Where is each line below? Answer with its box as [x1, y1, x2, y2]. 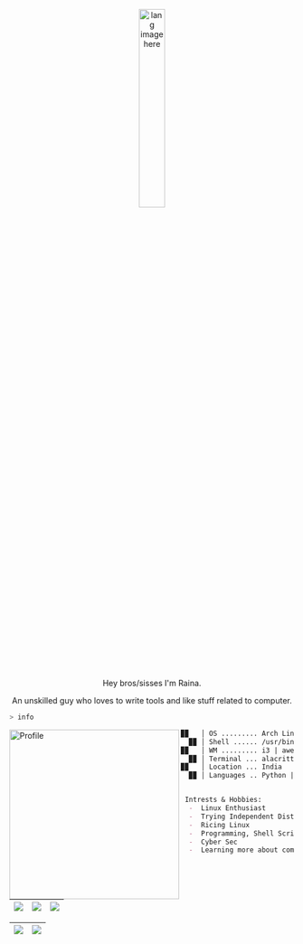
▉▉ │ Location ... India [180, 762, 282, 772]
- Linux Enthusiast [188, 804, 267, 813]
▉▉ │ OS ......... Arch [180, 729, 279, 738]
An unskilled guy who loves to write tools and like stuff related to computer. [12, 695, 292, 705]
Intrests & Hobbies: [185, 796, 262, 805]
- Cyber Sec [188, 837, 238, 846]
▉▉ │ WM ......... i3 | [180, 746, 279, 755]
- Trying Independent [188, 812, 274, 821]
